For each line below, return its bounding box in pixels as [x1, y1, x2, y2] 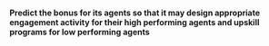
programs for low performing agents [9, 26, 150, 37]
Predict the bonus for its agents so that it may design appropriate [9, 7, 261, 18]
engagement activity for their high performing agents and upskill [9, 16, 260, 27]
